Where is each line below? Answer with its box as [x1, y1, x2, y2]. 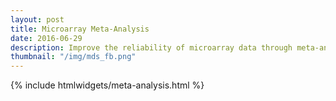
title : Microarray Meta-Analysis [10, 24, 150, 34]
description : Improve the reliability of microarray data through [10, 42, 293, 53]
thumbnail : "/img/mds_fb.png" [10, 52, 137, 62]
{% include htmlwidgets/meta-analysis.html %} [10, 79, 205, 91]
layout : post [10, 14, 65, 25]
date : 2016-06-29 [10, 33, 83, 43]
